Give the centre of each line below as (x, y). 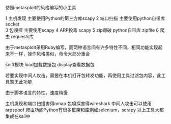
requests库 (22, 36)
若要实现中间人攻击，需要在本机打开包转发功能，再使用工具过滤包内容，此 (83, 75)
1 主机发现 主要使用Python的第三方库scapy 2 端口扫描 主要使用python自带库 (85, 18)
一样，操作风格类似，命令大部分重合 (52, 54)
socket (12, 24)
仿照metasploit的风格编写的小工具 (41, 7)
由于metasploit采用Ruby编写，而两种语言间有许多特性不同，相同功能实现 (82, 47)
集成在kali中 (18, 116)
